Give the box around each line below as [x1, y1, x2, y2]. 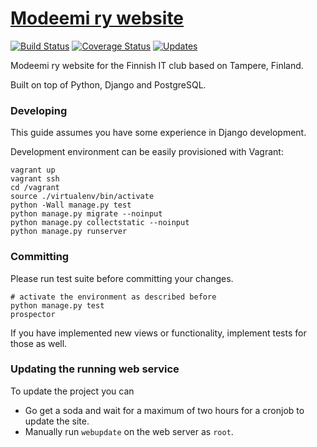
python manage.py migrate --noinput [10, 209, 163, 219]
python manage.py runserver [10, 227, 128, 237]
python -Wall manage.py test [10, 200, 132, 211]
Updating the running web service [10, 362, 180, 376]
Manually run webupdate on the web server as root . [24, 425, 234, 437]
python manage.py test [10, 300, 105, 311]
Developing [10, 103, 68, 117]
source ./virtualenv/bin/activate [10, 192, 155, 202]
